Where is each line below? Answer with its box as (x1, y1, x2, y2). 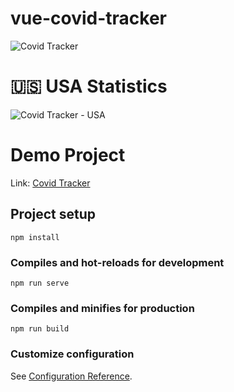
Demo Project (10, 144, 126, 167)
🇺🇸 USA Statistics (10, 75, 168, 98)
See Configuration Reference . (10, 370, 133, 382)
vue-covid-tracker (10, 7, 167, 30)
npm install (10, 232, 60, 242)
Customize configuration (10, 347, 135, 361)
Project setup (10, 206, 97, 223)
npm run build (10, 324, 70, 334)
